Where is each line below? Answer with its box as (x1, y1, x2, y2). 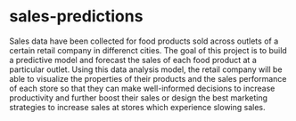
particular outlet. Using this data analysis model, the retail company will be (9, 64, 283, 75)
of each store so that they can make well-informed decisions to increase (9, 83, 275, 93)
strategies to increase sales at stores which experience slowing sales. (9, 101, 266, 112)
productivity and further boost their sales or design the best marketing (9, 92, 268, 103)
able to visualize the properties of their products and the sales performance (9, 73, 287, 84)
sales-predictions (9, 6, 144, 27)
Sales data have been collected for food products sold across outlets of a (9, 36, 279, 46)
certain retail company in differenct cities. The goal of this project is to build (9, 44, 287, 55)
